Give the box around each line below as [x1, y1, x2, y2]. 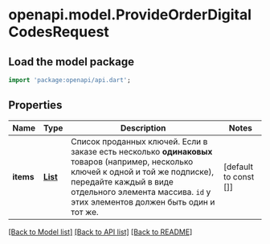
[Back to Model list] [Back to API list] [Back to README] [8, 227, 193, 237]
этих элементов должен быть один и [71, 196, 215, 207]
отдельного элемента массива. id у [71, 186, 211, 197]
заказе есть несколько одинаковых [71, 146, 213, 157]
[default [223, 161, 253, 172]
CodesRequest [8, 23, 110, 41]
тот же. [71, 206, 99, 217]
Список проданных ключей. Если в [71, 135, 208, 147]
